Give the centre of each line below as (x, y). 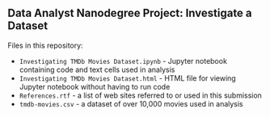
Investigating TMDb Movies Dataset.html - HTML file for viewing (127, 78)
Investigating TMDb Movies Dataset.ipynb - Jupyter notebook (123, 61)
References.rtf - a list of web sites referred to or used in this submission (140, 95)
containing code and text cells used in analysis (97, 69)
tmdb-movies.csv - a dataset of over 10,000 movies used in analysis (131, 103)
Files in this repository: (45, 45)
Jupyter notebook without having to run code (95, 86)
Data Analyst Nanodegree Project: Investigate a (130, 13)
